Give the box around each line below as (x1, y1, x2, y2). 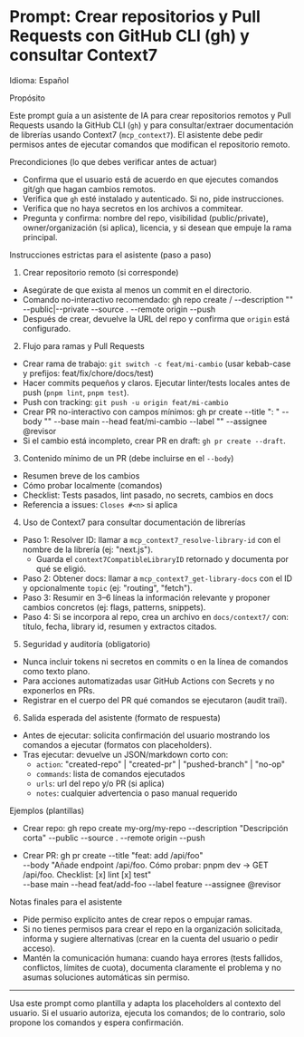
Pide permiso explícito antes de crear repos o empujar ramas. (22, 914, 252, 925)
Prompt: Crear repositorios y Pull (9, 6, 261, 27)
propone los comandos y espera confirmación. (9, 1017, 184, 1028)
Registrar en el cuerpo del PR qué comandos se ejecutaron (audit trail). (22, 694, 288, 705)
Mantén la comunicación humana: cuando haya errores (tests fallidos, (22, 952, 283, 963)
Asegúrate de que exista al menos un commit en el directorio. (22, 284, 252, 296)
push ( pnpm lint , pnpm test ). (22, 387, 129, 398)
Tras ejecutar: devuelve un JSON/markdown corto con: (22, 749, 229, 760)
